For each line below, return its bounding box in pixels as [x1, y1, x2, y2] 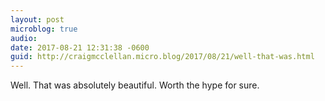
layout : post [10, 14, 65, 25]
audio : [10, 33, 38, 43]
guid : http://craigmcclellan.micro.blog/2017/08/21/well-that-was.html [10, 52, 315, 62]
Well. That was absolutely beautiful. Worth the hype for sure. [10, 79, 260, 91]
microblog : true [10, 24, 78, 34]
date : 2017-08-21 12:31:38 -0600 [10, 42, 150, 53]
